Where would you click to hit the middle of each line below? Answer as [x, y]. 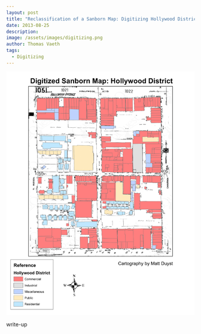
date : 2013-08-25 [28, 25]
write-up [17, 324]
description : [22, 32]
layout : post [22, 13]
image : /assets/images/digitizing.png [54, 38]
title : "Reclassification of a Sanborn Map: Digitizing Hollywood [91, 19]
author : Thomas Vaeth [33, 44]
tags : [13, 51]
